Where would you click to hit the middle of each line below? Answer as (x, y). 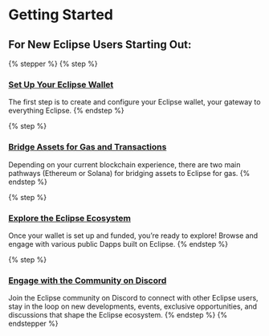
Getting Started (61, 15)
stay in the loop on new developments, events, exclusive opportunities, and (133, 306)
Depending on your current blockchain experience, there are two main (124, 164)
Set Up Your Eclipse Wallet (61, 84)
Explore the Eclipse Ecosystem (69, 218)
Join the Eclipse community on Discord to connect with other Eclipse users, (133, 298)
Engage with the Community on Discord (88, 281)
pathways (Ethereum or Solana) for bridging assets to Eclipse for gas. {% (129, 173)
